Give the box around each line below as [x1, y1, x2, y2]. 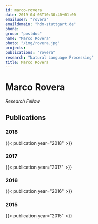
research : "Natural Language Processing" [5, 54, 94, 60]
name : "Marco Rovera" [5, 36, 51, 41]
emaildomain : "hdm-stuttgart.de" [5, 21, 76, 27]
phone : [5, 26, 19, 32]
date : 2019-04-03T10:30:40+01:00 [5, 12, 76, 17]
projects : [5, 45, 26, 50]
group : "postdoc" [5, 31, 42, 36]
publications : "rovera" [5, 50, 56, 55]
